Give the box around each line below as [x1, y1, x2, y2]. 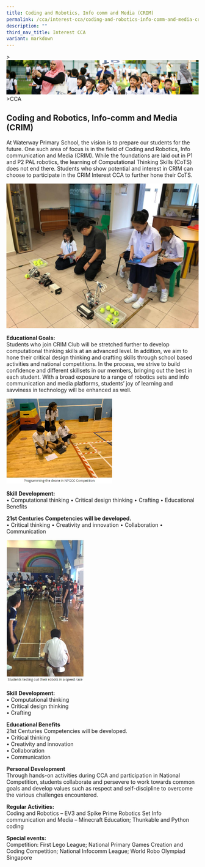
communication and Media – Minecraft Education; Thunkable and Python [6, 816, 190, 823]
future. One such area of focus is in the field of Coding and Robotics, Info [6, 145, 190, 152]
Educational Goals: [6, 334, 56, 341]
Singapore [6, 854, 32, 861]
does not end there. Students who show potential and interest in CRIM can [6, 165, 193, 172]
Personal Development [6, 765, 66, 772]
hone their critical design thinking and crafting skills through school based [6, 354, 193, 361]
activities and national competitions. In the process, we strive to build [6, 360, 181, 367]
